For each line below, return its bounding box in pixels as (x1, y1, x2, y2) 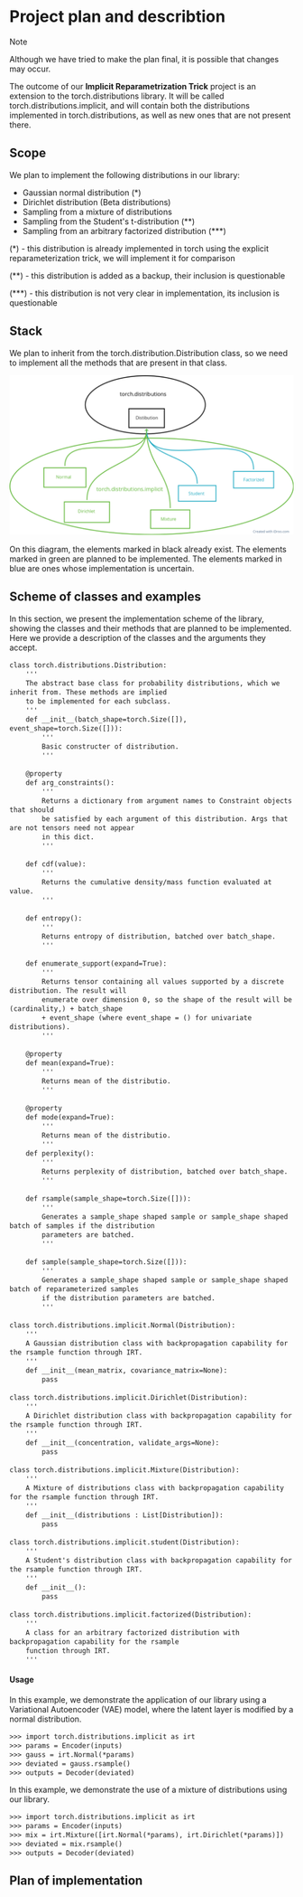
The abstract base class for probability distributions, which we (25, 678, 280, 688)
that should (9, 805, 54, 815)
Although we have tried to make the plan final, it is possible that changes (9, 53, 280, 64)
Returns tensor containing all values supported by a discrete (41, 977, 284, 986)
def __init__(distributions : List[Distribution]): (25, 1510, 224, 1520)
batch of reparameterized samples (9, 1284, 140, 1294)
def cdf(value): (25, 859, 87, 869)
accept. (9, 642, 38, 653)
